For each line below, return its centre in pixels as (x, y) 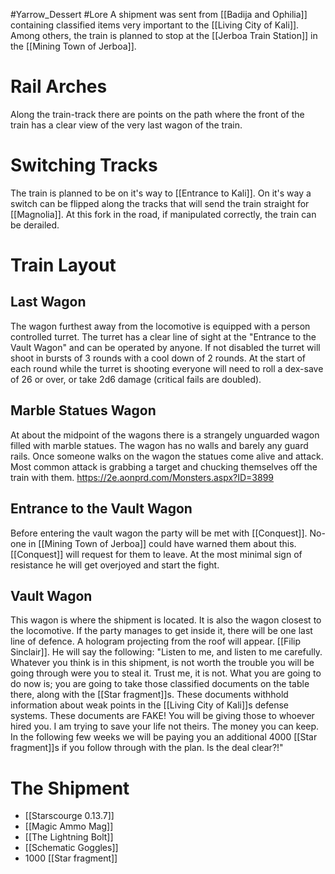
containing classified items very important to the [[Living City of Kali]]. (155, 25)
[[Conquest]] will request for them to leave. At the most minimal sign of (156, 554)
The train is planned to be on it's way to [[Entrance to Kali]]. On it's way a (161, 193)
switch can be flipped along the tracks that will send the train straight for (160, 203)
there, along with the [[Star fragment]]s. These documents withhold (149, 695)
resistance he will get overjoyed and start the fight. (115, 565)
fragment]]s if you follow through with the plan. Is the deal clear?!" (147, 748)
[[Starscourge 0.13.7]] (69, 816)
